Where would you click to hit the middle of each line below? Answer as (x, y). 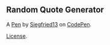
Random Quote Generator (55, 10)
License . (17, 36)
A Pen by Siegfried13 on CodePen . (49, 24)
